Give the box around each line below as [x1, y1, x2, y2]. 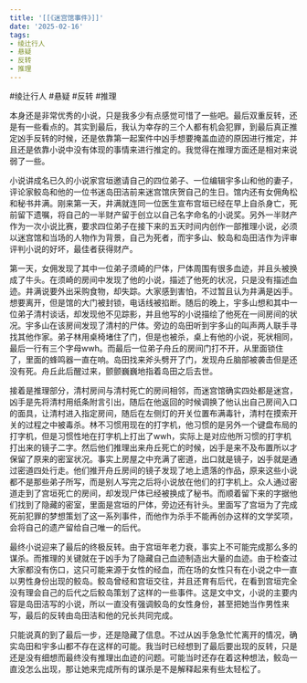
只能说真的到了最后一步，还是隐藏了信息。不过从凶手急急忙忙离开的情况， [9, 629, 290, 640]
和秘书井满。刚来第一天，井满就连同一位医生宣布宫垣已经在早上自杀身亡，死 [9, 197, 298, 208]
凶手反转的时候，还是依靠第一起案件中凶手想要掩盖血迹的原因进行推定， [16, 132, 290, 143]
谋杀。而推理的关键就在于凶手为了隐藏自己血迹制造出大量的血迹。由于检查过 [9, 552, 298, 563]
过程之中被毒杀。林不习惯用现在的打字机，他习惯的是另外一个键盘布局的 [25, 419, 298, 430]
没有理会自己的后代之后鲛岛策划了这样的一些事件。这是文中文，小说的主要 [9, 586, 290, 598]
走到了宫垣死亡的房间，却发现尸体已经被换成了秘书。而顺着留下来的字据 [16, 488, 290, 499]
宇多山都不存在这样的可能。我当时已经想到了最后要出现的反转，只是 [40, 640, 298, 651]
